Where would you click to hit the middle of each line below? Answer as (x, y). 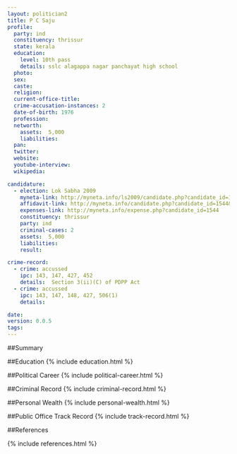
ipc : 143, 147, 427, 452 (56, 276)
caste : (23, 86)
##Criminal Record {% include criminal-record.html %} (87, 389)
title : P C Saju (31, 20)
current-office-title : (47, 100)
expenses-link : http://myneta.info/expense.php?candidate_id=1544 (120, 210)
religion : (28, 92)
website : (26, 159)
